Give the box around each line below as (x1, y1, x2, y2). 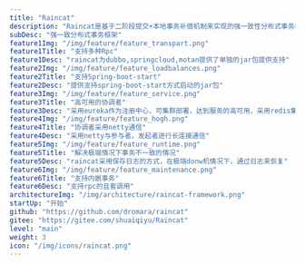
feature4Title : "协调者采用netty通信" (9, 123, 147, 132)
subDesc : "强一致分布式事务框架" (9, 30, 123, 39)
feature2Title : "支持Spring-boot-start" (9, 73, 162, 82)
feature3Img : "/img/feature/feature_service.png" (9, 89, 202, 98)
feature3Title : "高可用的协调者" (9, 97, 126, 107)
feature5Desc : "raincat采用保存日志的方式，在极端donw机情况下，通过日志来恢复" (9, 156, 289, 166)
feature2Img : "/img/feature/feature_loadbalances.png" (9, 64, 221, 73)
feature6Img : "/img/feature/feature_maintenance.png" (9, 165, 218, 174)
